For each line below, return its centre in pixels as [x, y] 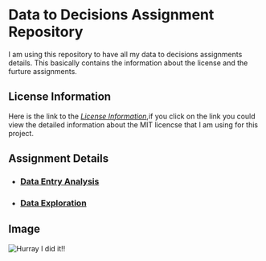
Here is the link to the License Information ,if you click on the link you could [132, 116]
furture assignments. [43, 71]
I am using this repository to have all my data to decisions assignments [125, 54]
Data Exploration [53, 203]
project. [21, 133]
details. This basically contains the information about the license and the [128, 63]
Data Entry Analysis [59, 181]
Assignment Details [59, 159]
